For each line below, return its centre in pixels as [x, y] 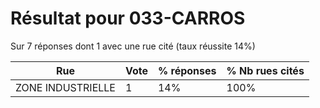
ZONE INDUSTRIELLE [65, 87]
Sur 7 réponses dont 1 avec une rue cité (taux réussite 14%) [133, 46]
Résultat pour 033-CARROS [128, 18]
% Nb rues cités [265, 70]
